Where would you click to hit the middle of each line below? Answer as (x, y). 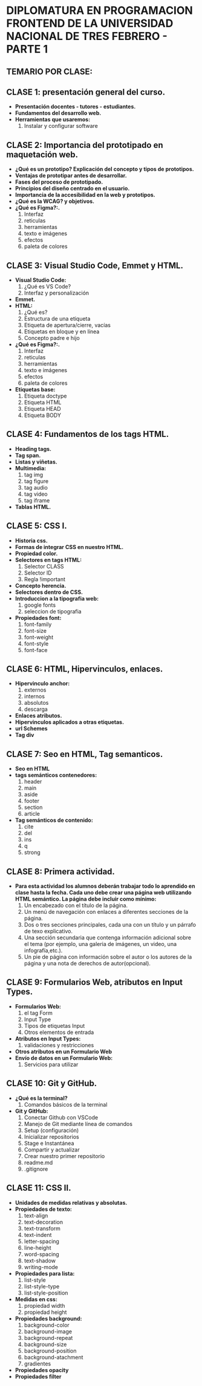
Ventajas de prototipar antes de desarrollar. (71, 176)
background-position (50, 1351)
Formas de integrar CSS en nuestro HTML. (69, 547)
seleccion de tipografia (53, 611)
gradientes (37, 1364)
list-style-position (46, 1293)
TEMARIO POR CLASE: (49, 71)
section (33, 807)
